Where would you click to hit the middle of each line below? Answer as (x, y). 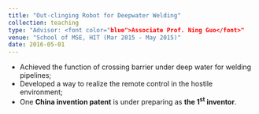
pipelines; (35, 75)
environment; (41, 92)
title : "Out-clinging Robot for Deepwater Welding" (94, 15)
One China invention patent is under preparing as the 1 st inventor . (128, 101)
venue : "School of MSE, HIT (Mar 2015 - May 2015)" (94, 37)
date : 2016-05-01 (37, 45)
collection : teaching (44, 23)
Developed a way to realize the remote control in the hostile (116, 84)
